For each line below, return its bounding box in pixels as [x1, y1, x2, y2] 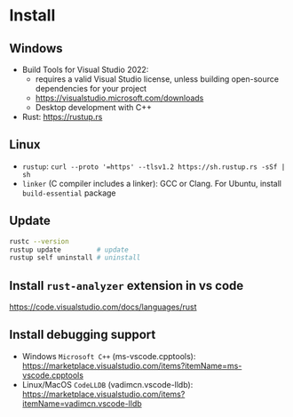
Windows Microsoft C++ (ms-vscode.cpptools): [21, 350, 196, 361]
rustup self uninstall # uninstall [9, 253, 141, 262]
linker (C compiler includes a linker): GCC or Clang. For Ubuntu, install [21, 178, 282, 188]
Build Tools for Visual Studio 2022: [21, 64, 149, 75]
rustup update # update [9, 245, 129, 254]
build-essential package [21, 188, 116, 198]
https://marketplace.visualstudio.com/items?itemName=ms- [21, 360, 242, 371]
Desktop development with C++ [35, 102, 153, 112]
